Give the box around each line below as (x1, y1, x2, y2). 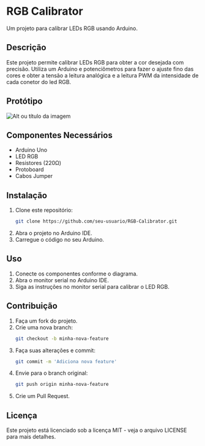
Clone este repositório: (15, 207, 73, 214)
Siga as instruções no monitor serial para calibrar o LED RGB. (15, 283, 170, 290)
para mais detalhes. (6, 433, 56, 440)
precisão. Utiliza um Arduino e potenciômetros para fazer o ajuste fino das (6, 65, 194, 72)
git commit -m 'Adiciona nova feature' (15, 358, 117, 364)
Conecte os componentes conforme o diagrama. (15, 270, 138, 277)
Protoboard (15, 166, 44, 173)
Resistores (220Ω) (15, 160, 62, 167)
